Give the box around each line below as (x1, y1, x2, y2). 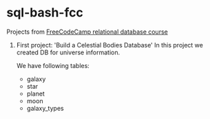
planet (26, 89, 45, 98)
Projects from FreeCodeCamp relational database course (6, 28, 168, 36)
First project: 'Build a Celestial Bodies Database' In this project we (16, 41, 204, 49)
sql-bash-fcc (6, 5, 83, 21)
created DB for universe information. (16, 48, 120, 56)
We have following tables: (16, 61, 90, 69)
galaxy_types (26, 104, 64, 112)
